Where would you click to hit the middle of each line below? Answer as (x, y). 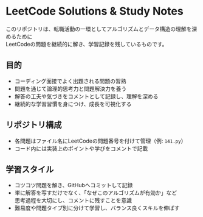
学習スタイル (30, 169)
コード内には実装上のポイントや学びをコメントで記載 (81, 148)
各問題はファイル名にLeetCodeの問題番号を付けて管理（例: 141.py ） (100, 141)
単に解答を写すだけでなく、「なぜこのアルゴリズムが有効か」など (96, 193)
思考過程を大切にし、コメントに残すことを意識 (73, 201)
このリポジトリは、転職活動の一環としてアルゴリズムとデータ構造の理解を (99, 29)
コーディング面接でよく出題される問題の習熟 (70, 81)
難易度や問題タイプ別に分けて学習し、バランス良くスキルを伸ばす (97, 208)
